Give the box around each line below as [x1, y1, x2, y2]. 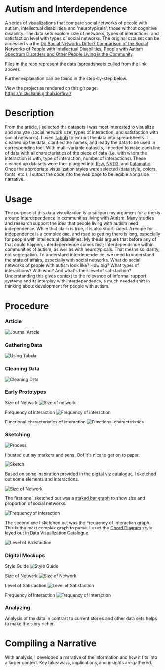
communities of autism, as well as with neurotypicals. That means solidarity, [5, 247, 160, 252]
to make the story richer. [5, 621, 55, 627]
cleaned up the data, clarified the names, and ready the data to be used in [5, 140, 155, 145]
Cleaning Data [5, 365, 40, 372]
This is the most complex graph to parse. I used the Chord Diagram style [5, 525, 153, 531]
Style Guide [5, 563, 29, 569]
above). [5, 66, 21, 72]
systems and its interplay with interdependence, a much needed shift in [5, 278, 150, 284]
